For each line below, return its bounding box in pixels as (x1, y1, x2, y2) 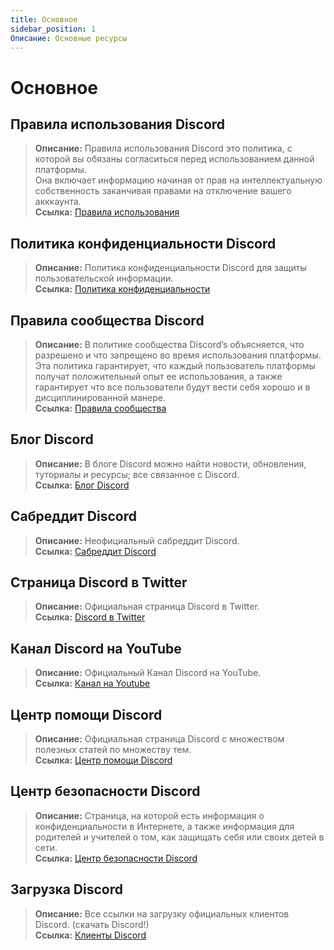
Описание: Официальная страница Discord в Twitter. (34, 601, 260, 613)
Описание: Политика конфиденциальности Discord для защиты (34, 262, 307, 274)
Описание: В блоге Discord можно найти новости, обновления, (34, 457, 307, 470)
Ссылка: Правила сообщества (34, 402, 167, 414)
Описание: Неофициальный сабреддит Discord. (34, 534, 240, 546)
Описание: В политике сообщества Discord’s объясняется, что (34, 339, 305, 350)
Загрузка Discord (10, 881, 123, 898)
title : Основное (10, 14, 78, 25)
